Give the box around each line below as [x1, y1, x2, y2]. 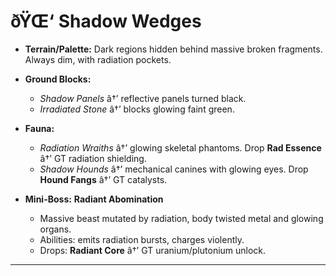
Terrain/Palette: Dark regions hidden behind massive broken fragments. [24, 43, 323, 55]
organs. [39, 223, 72, 235]
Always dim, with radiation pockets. [24, 53, 172, 65]
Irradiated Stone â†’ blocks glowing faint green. [39, 103, 235, 115]
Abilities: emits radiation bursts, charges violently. [39, 233, 245, 245]
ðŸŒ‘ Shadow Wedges [10, 10, 202, 33]
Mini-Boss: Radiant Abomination [24, 193, 164, 205]
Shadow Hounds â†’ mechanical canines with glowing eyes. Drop [39, 163, 309, 175]
